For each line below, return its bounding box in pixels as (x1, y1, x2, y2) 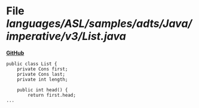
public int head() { (17, 87, 68, 93)
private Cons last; (17, 71, 66, 77)
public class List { (6, 61, 58, 67)
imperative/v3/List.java (6, 30, 127, 43)
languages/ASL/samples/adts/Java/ (6, 17, 192, 30)
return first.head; (27, 92, 76, 98)
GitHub (6, 49, 25, 56)
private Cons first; (17, 66, 68, 72)
